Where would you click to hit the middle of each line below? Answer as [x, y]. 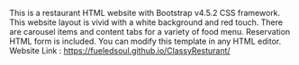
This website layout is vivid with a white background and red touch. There [146, 22]
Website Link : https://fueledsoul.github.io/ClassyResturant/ [120, 51]
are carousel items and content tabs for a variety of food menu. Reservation [150, 32]
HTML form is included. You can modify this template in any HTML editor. [145, 41]
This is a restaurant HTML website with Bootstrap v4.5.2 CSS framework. [145, 13]
